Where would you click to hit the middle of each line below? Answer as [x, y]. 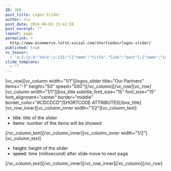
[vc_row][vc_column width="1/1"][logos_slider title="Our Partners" [75, 81]
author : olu [18, 19]
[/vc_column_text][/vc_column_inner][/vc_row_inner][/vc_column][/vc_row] [84, 163]
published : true [22, 48]
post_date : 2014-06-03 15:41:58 [39, 24]
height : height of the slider [40, 148]
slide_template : [22, 62]
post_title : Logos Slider [33, 15]
